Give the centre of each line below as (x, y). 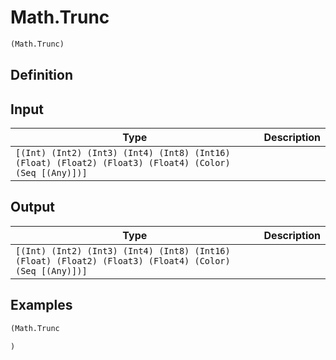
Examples (41, 305)
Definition (41, 75)
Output (32, 207)
